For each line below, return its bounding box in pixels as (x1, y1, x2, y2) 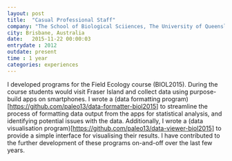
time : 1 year (7, 55, 48, 62)
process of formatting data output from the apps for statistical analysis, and (7, 109, 222, 118)
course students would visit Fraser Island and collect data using (7, 87, 188, 96)
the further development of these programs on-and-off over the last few (7, 138, 213, 147)
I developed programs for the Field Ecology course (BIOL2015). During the (7, 80, 218, 88)
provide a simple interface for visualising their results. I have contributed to (7, 131, 220, 140)
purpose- (189, 87, 217, 96)
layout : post (7, 10, 45, 17)
